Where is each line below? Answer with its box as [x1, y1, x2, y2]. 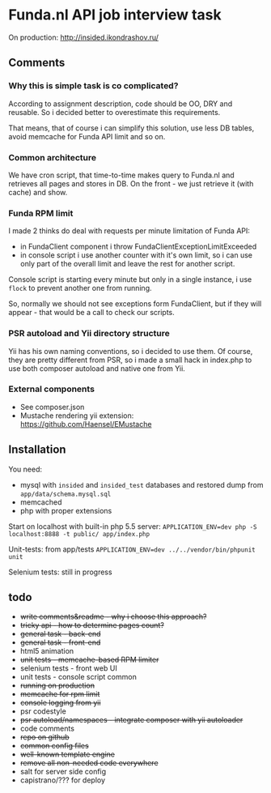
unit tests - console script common [19, 672, 138, 682]
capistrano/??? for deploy [19, 775, 106, 785]
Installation [8, 443, 66, 457]
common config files [19, 741, 89, 751]
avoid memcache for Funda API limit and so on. [8, 131, 166, 141]
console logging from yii [19, 698, 101, 708]
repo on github [19, 732, 70, 742]
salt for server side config [19, 767, 107, 777]
